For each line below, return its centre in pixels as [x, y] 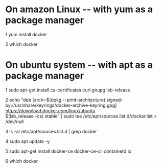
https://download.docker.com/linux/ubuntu [50, 110]
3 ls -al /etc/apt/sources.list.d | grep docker [51, 131]
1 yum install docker [26, 34]
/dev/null [15, 122]
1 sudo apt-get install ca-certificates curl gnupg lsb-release [68, 90]
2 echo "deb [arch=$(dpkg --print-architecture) [55, 100]
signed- [115, 100]
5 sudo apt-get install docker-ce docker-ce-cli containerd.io [68, 151]
